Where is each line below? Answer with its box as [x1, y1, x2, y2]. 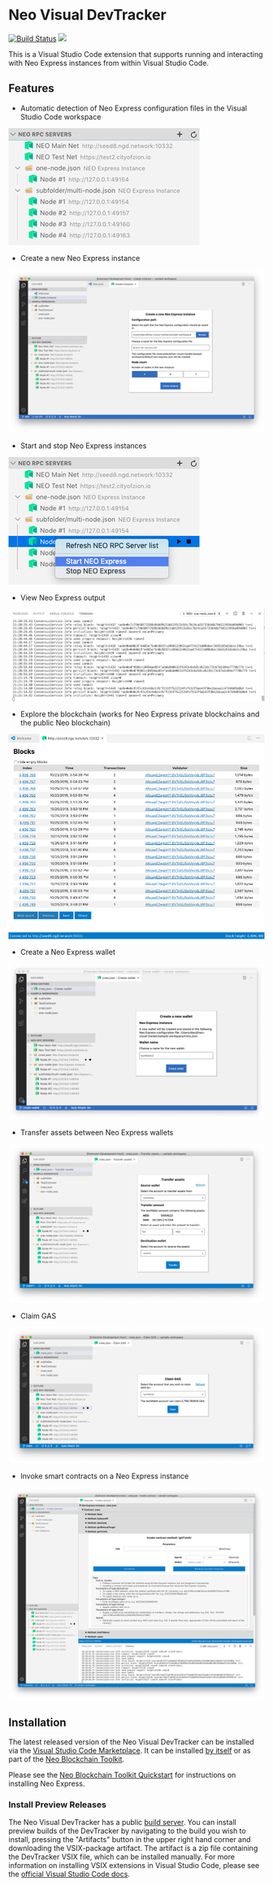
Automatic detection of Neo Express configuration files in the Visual [19, 103, 248, 113]
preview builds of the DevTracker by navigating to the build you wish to [8, 1826, 246, 1836]
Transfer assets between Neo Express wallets [19, 1127, 174, 1137]
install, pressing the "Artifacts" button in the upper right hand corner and [8, 1835, 251, 1845]
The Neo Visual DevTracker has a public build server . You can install [8, 1818, 237, 1827]
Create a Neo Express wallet [19, 947, 115, 956]
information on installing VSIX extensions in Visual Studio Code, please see [8, 1861, 260, 1871]
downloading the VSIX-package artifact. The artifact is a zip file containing [8, 1844, 258, 1853]
